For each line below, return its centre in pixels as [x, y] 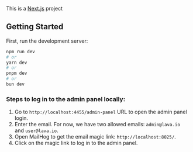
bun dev [15, 84]
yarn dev [17, 63]
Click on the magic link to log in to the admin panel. [76, 143]
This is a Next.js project [35, 8]
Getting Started [35, 27]
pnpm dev [17, 73]
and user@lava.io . [36, 130]
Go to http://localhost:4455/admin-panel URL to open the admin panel [101, 112]
